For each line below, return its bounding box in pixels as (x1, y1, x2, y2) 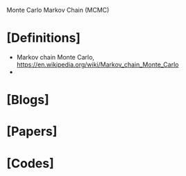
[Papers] (6, 124, 58, 139)
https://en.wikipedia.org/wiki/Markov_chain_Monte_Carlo (16, 60, 179, 69)
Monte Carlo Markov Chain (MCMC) (6, 6, 110, 14)
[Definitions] (6, 30, 81, 46)
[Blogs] (6, 92, 49, 108)
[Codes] (6, 155, 55, 171)
